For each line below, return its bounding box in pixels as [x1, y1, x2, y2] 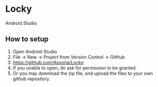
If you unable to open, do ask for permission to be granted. [12, 64, 137, 71]
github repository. [12, 75, 50, 82]
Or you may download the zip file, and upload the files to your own [12, 70, 153, 76]
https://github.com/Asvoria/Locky [12, 59, 84, 66]
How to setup [5, 35, 49, 43]
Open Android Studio [12, 48, 57, 54]
